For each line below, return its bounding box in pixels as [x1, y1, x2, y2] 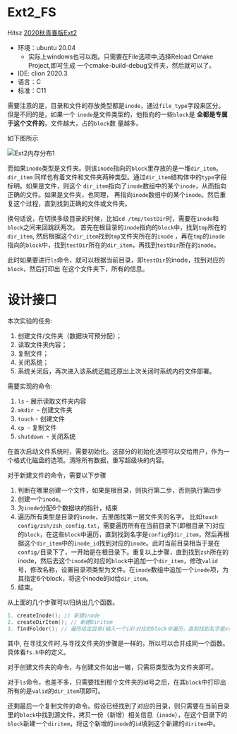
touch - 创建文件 [17, 414, 65, 423]
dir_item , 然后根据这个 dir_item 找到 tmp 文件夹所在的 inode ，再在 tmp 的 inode [7, 231, 226, 240]
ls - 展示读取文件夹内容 [17, 397, 87, 405]
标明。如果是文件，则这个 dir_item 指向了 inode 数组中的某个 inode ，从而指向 [7, 181, 227, 190]
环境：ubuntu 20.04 [17, 43, 76, 52]
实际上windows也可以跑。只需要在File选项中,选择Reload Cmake [28, 52, 214, 61]
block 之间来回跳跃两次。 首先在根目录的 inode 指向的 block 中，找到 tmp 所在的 [7, 223, 227, 231]
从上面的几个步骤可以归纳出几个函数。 [7, 598, 119, 606]
